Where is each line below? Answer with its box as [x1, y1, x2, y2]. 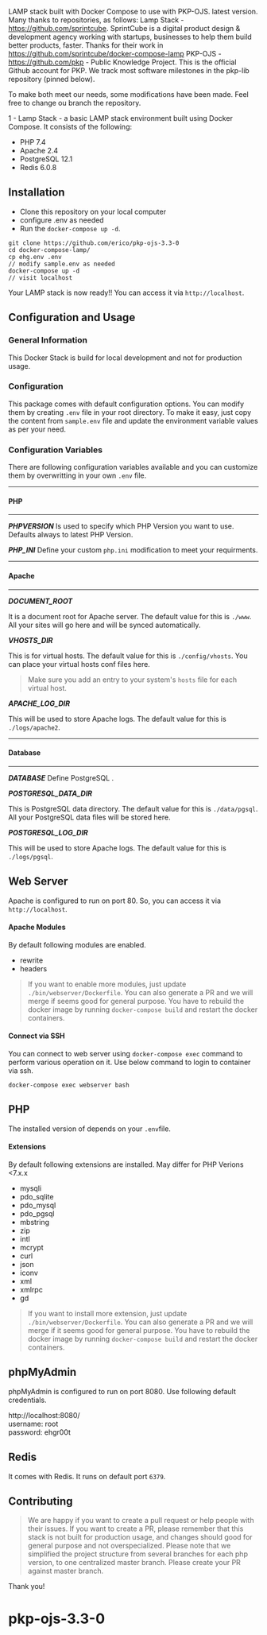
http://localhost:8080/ [8, 1410, 81, 1420]
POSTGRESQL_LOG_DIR [8, 827, 89, 837]
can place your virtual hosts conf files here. [8, 659, 151, 668]
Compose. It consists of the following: [8, 122, 133, 131]
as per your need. [8, 424, 66, 434]
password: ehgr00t [8, 1427, 72, 1437]
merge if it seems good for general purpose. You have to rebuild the [27, 1325, 250, 1335]
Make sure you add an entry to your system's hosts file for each [27, 675, 238, 684]
